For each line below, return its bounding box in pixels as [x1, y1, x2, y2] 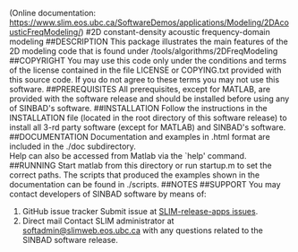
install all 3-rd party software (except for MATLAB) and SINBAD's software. [9, 122, 286, 133]
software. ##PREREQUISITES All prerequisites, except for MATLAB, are [9, 84, 271, 94]
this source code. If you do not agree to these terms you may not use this [9, 74, 280, 84]
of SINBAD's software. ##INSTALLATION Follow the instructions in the [9, 103, 268, 113]
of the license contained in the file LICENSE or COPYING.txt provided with [9, 65, 282, 75]
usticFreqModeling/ [9, 27, 81, 37]
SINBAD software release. [21, 235, 119, 245]
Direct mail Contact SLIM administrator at [21, 215, 175, 226]
